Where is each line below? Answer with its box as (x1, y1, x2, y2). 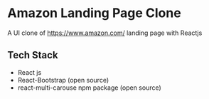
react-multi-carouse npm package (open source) (17, 83, 161, 92)
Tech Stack (7, 49, 58, 61)
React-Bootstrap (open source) (17, 75, 109, 84)
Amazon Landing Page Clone (7, 5, 181, 21)
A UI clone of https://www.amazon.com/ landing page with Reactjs (7, 28, 203, 37)
